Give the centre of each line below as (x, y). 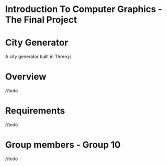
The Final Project (41, 20)
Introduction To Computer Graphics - (84, 9)
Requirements (35, 111)
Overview (26, 77)
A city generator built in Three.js (38, 56)
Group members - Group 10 (63, 145)
